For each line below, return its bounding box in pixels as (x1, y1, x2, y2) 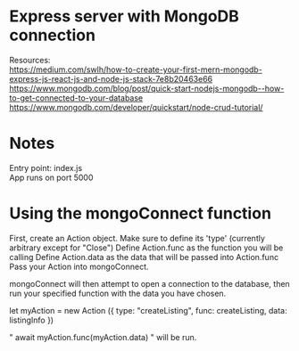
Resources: (9, 54, 51, 65)
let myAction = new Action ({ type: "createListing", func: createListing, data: (9, 305, 287, 315)
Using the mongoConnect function (9, 203, 272, 224)
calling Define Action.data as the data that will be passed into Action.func (9, 251, 279, 262)
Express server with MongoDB (9, 6, 239, 27)
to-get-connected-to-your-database (9, 92, 144, 103)
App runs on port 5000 (9, 172, 94, 183)
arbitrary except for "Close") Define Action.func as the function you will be (9, 242, 284, 253)
